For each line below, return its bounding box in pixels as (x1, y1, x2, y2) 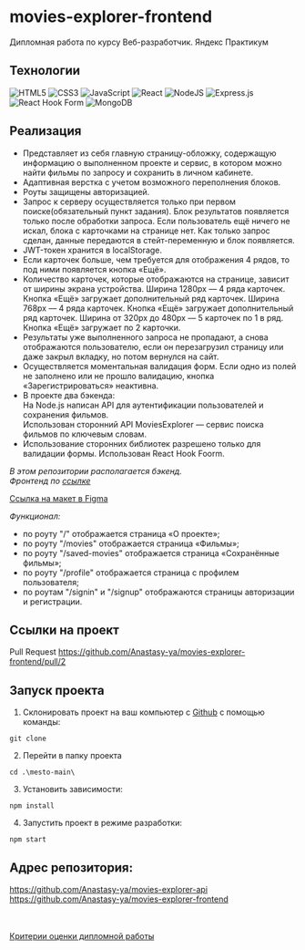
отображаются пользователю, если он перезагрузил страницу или (22, 341, 284, 352)
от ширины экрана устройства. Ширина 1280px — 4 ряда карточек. (22, 283, 286, 294)
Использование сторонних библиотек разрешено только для (22, 438, 261, 449)
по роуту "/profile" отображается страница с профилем (22, 567, 239, 578)
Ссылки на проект (9, 622, 120, 637)
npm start (9, 835, 47, 844)
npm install (9, 801, 55, 811)
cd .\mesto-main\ (9, 768, 76, 777)
